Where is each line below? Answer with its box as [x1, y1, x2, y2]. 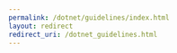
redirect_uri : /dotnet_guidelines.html [8, 30, 158, 39]
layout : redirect [8, 22, 74, 31]
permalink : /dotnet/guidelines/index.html [8, 13, 170, 22]
